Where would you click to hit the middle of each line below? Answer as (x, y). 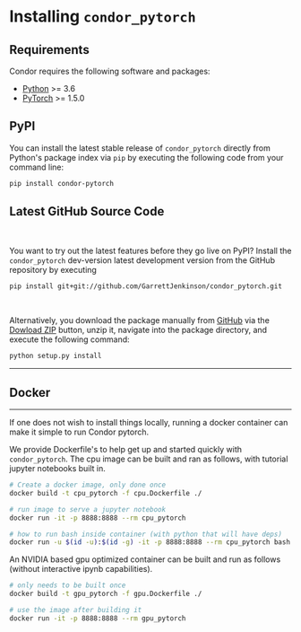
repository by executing (53, 269)
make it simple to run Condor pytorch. (79, 432)
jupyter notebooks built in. (57, 469)
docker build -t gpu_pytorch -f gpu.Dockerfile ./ (106, 594)
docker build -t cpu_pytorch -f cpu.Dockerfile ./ (106, 493)
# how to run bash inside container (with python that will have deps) (146, 534)
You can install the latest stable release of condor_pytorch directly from (140, 148)
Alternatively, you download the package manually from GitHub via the (140, 320)
